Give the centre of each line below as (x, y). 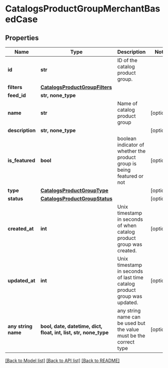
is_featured (21, 160)
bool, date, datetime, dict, (71, 326)
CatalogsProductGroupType (74, 191)
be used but (131, 323)
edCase (21, 19)
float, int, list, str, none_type (74, 332)
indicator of (131, 145)
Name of (127, 103)
